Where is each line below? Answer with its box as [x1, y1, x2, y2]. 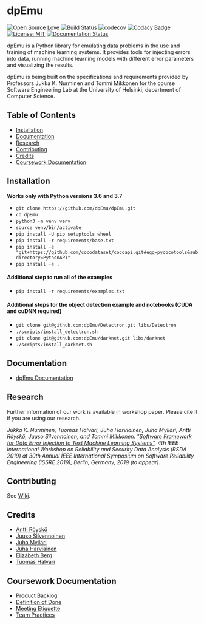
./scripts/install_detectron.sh [15, 329, 98, 335]
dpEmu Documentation [15, 374, 73, 382]
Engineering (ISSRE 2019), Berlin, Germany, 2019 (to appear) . [7, 458, 160, 465]
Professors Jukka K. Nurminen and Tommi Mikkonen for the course [7, 80, 175, 87]
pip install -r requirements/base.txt [15, 238, 114, 244]
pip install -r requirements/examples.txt [15, 288, 125, 295]
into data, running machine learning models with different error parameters [7, 55, 194, 62]
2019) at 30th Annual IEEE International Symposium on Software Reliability [7, 452, 194, 459]
